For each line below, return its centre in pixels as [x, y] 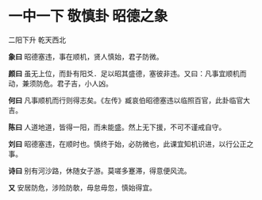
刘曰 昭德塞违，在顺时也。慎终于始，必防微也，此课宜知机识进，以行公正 [127, 144]
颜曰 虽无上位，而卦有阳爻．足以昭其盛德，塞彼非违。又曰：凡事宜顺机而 [127, 73]
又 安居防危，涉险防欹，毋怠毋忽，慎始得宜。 [82, 187]
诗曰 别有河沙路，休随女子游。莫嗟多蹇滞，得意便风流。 [100, 171]
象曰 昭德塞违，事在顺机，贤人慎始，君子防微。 [86, 56]
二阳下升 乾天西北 [37, 40]
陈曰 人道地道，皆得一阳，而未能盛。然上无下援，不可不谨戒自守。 [117, 127]
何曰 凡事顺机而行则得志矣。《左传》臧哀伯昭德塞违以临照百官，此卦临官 [126, 100]
